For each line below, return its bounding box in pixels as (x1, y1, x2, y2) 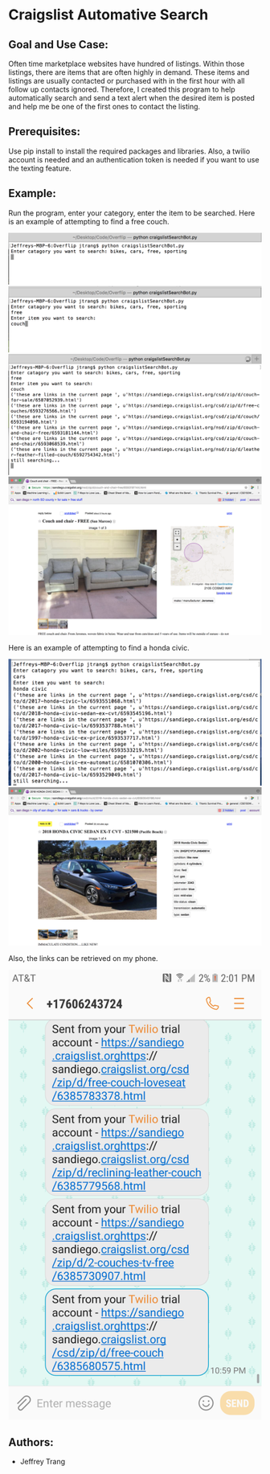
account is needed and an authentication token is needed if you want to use (8, 154, 260, 164)
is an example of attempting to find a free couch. (8, 216, 170, 226)
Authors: (8, 1435, 54, 1449)
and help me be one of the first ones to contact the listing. (8, 102, 201, 111)
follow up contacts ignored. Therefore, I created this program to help (8, 84, 235, 94)
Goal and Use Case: (8, 38, 108, 51)
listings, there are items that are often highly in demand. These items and (8, 68, 250, 77)
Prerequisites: (8, 125, 80, 138)
